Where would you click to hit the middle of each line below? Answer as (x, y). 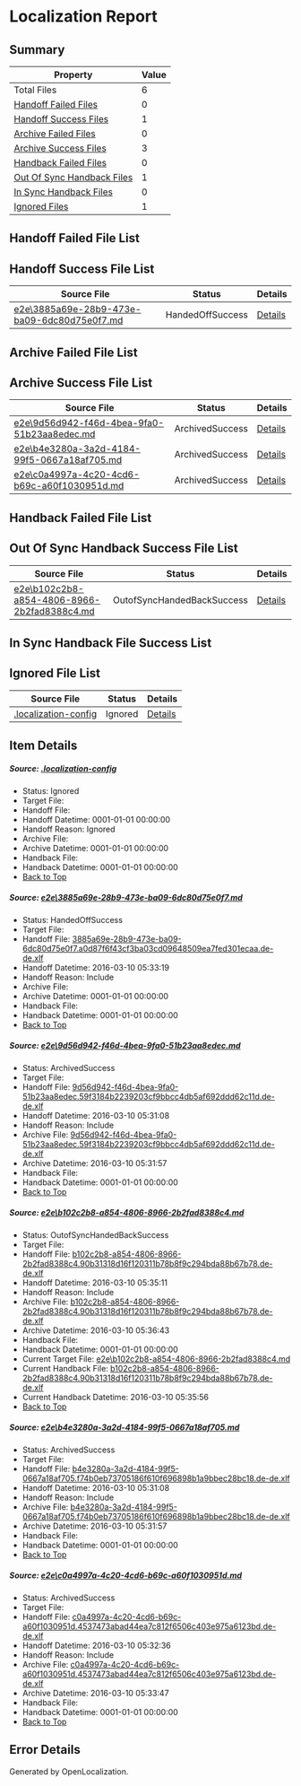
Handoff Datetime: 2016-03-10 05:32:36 (97, 1646)
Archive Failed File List (74, 352)
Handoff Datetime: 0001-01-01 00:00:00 (96, 820)
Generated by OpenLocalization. (69, 1771)
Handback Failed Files (60, 163)
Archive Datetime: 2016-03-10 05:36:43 (96, 1330)
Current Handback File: (65, 1369)
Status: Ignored (51, 791)
